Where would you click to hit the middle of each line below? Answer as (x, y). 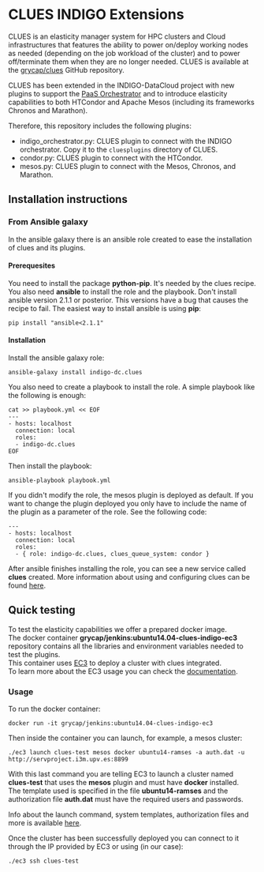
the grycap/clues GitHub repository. (66, 70)
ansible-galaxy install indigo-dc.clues (76, 373)
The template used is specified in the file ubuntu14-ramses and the (118, 791)
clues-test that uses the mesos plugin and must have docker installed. (124, 783)
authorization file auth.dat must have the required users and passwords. (126, 799)
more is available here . (45, 823)
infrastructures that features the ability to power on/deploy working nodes (128, 44)
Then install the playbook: (50, 466)
